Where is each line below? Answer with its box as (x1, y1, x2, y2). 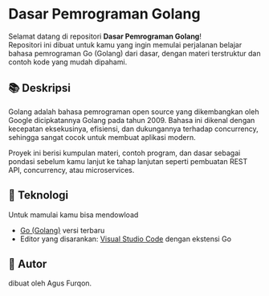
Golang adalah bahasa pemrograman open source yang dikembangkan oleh (8, 106, 259, 117)
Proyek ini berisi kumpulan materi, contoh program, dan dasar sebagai (8, 148, 241, 158)
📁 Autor (8, 257, 47, 270)
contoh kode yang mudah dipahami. (8, 57, 128, 67)
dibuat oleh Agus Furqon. (8, 278, 92, 288)
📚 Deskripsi (8, 81, 71, 95)
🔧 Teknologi (8, 188, 69, 202)
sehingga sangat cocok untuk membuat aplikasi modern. (8, 132, 196, 142)
